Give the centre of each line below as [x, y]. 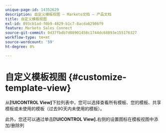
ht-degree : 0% [20, 47]
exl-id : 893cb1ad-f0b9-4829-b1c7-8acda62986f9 [54, 24]
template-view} [38, 88]
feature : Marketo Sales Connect [39, 28]
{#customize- [97, 77]
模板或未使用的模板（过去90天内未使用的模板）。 [55, 108]
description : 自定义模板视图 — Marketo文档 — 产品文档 [58, 14]
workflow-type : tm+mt [28, 38]
